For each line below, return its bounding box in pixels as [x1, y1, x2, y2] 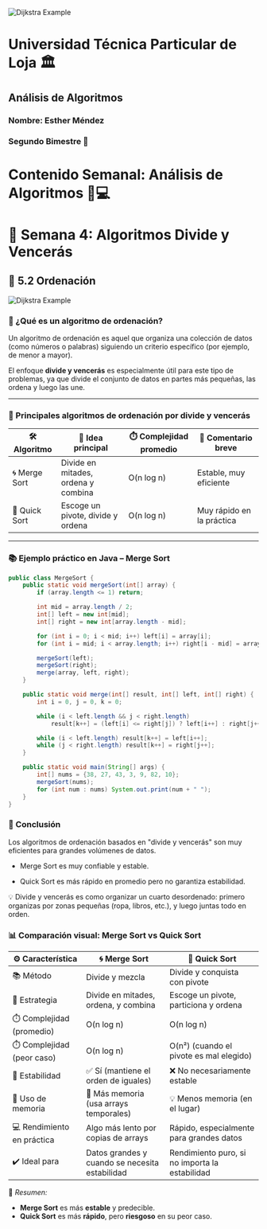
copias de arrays [86, 1133, 149, 1144]
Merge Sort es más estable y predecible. [19, 1203, 156, 1212]
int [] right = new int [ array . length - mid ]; [37, 618, 187, 626]
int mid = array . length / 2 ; [37, 603, 133, 611]
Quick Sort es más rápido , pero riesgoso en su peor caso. [19, 1211, 213, 1221]
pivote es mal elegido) [169, 1051, 253, 1062]
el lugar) [169, 1102, 201, 1114]
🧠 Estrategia [12, 994, 58, 1005]
